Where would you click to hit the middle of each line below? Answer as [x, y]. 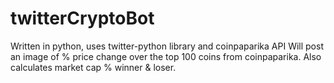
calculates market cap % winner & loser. [93, 67]
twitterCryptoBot [82, 18]
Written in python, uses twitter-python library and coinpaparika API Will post [167, 46]
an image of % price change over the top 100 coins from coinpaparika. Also [166, 56]
